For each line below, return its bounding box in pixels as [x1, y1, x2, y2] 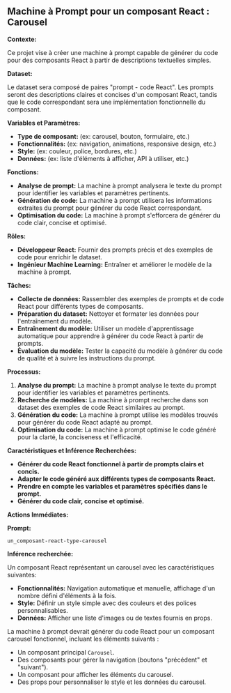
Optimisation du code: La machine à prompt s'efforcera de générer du [17, 211, 221, 219]
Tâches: [7, 281, 31, 289]
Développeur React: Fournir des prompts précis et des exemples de [17, 245, 214, 254]
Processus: [7, 367, 41, 376]
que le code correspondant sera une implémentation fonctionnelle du [7, 98, 206, 106]
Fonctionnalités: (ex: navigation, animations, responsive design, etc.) [17, 139, 217, 148]
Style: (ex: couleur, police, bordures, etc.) [17, 146, 137, 155]
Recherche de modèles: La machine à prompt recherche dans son [17, 395, 209, 404]
